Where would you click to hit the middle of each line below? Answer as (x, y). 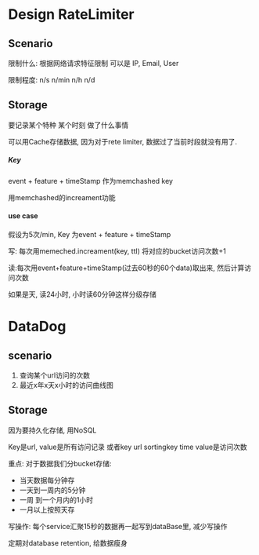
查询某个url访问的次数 (54, 375)
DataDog (37, 327)
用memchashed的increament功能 (62, 197)
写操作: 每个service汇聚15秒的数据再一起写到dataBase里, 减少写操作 (118, 526)
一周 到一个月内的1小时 (56, 499)
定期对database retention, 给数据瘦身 (68, 542)
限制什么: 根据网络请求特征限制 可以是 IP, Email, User (94, 63)
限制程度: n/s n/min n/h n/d (52, 80)
